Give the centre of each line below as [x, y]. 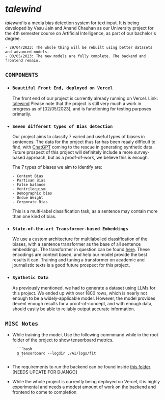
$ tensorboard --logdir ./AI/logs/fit [56, 354]
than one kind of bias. [34, 216]
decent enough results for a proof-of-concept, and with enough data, [82, 303]
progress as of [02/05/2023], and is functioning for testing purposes [82, 109]
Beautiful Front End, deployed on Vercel [62, 88]
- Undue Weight [28, 198]
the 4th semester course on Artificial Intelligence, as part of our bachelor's [81, 33]
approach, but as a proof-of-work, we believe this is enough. [88, 157]
